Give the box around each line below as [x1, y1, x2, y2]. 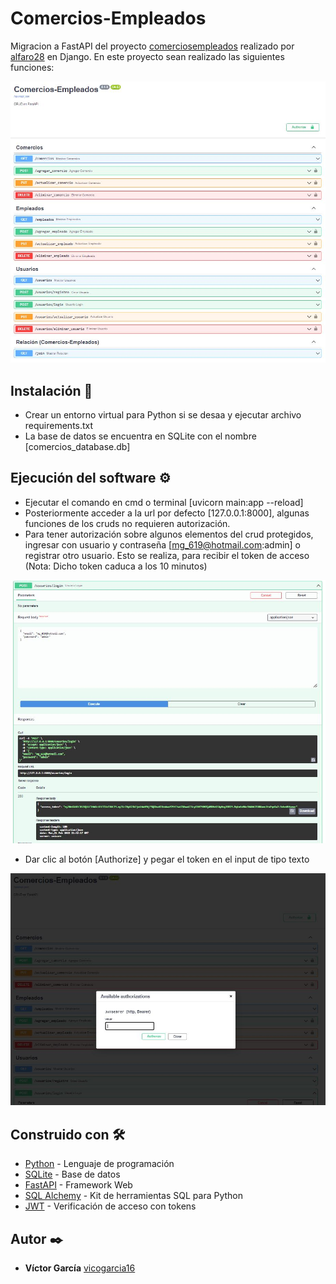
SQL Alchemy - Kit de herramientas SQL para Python [24, 1190, 243, 1202]
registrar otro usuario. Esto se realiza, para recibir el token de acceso [24, 549, 310, 561]
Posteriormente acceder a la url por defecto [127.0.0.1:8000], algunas [24, 507, 310, 519]
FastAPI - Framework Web [24, 1179, 133, 1191]
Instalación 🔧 [10, 382, 93, 399]
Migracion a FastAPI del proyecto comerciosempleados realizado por [10, 40, 295, 52]
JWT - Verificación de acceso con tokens [24, 1200, 197, 1212]
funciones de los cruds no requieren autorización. [24, 517, 231, 529]
